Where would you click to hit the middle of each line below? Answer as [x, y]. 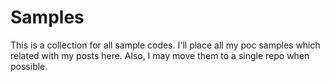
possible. [29, 66]
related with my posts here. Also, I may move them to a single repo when [160, 55]
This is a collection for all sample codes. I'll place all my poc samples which [165, 45]
